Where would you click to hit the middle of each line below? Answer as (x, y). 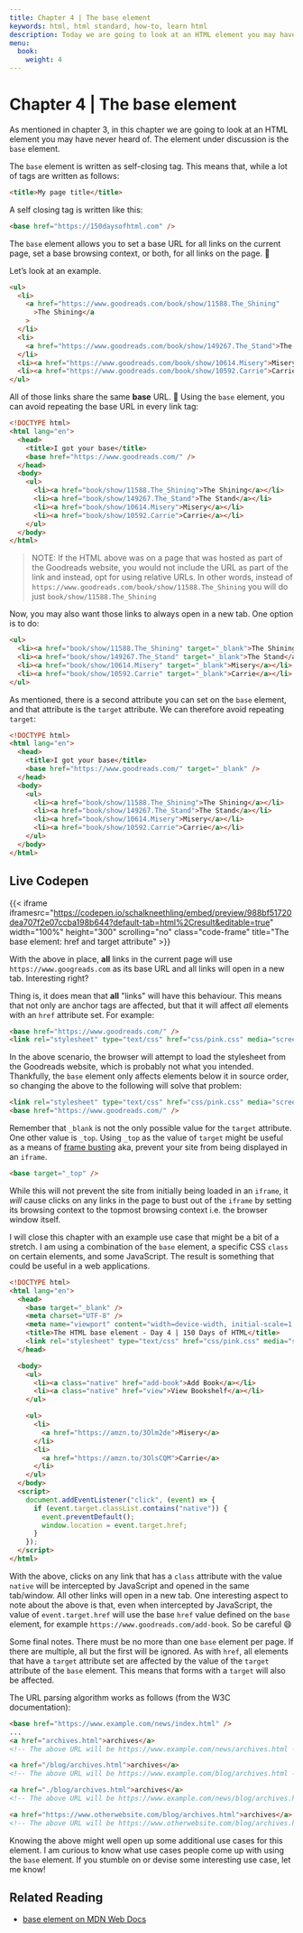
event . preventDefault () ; (88, 1517)
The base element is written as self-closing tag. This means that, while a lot (149, 166)
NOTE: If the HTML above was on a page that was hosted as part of (157, 558)
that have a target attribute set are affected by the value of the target (139, 1661)
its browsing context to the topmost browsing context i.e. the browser (138, 1210)
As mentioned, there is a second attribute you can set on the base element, (148, 699)
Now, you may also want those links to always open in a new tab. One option (151, 614)
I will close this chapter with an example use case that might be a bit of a (144, 1237)
